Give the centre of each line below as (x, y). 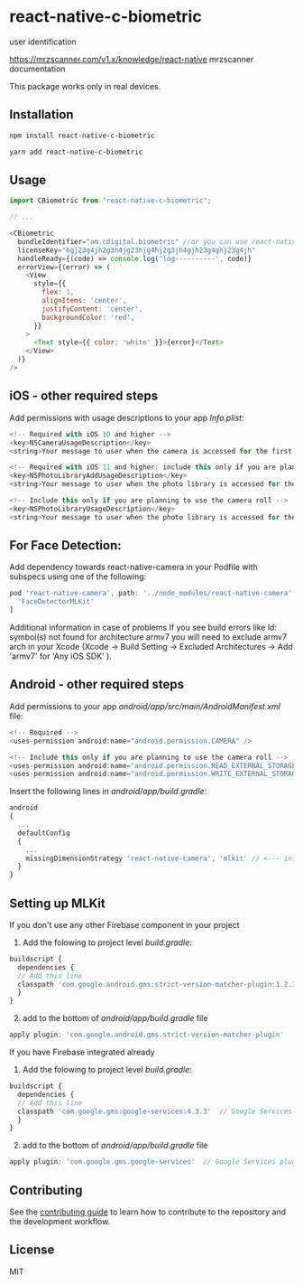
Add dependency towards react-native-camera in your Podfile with (134, 567)
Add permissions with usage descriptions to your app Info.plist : (127, 417)
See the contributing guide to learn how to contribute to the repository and (148, 1212)
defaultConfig (44, 833)
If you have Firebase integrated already (82, 1052)
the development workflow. (60, 1221)
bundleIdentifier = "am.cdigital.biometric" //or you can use (133, 241)
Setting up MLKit (57, 903)
